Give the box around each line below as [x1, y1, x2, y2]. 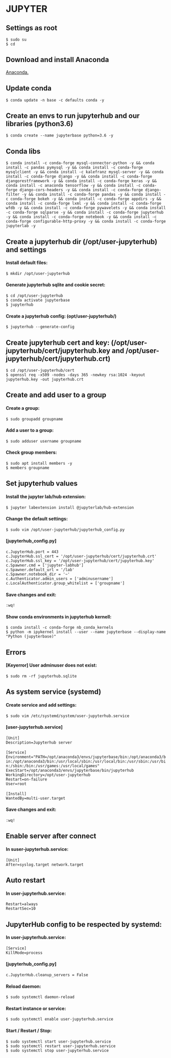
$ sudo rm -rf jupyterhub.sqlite [6, 674, 77, 679]
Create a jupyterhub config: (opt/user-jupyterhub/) [6, 313, 117, 319]
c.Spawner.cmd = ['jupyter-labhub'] [6, 563, 84, 568]
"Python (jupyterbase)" [6, 634, 57, 639]
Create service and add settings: [6, 702, 77, 708]
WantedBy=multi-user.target [6, 795, 66, 801]
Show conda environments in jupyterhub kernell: [6, 613, 112, 620]
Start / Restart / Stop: [6, 1028, 52, 1034]
